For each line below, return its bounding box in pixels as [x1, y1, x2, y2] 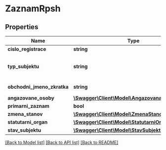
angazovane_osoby [7, 95, 54, 101]
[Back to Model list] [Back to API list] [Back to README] [5, 140, 119, 145]
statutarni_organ [7, 119, 48, 125]
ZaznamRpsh [5, 3, 61, 14]
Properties [5, 23, 39, 31]
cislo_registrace [7, 46, 46, 52]
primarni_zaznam [7, 102, 49, 109]
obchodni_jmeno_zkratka [7, 84, 69, 90]
